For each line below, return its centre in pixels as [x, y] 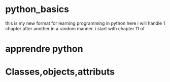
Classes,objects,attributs [60, 72]
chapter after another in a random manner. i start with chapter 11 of [75, 28]
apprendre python [44, 49]
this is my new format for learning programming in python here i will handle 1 [85, 23]
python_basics [37, 9]
